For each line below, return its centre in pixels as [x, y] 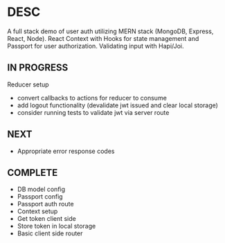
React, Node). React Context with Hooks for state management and [103, 38]
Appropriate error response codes [66, 151]
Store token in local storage [56, 226]
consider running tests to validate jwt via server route [93, 112]
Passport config [40, 197]
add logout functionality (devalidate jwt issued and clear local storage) [117, 105]
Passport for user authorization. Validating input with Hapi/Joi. [96, 46]
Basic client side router [50, 233]
